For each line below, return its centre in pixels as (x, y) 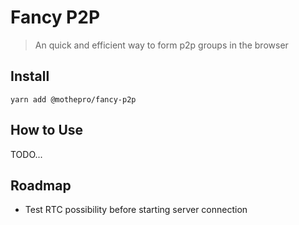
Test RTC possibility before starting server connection (136, 210)
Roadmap (41, 185)
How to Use (47, 130)
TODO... (26, 154)
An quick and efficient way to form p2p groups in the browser (161, 45)
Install (30, 76)
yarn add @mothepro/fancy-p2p (73, 99)
